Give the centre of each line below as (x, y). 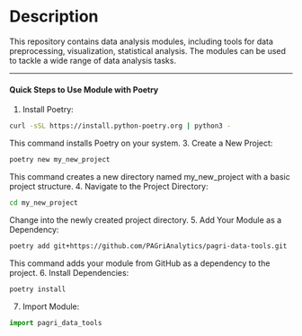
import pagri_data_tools (56, 323)
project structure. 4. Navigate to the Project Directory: (109, 186)
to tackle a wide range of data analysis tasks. (93, 60)
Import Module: (51, 306)
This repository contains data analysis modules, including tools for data (142, 41)
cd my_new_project (44, 203)
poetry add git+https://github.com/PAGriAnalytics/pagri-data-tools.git (148, 246)
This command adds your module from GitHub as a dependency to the (140, 263)
